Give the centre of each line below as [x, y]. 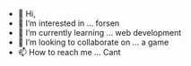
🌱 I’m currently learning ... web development [100, 33]
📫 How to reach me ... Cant [69, 52]
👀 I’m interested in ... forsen [69, 23]
